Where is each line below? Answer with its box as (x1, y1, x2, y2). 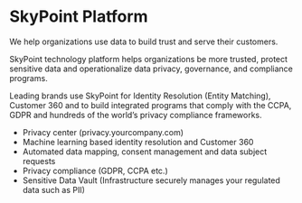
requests (22, 155, 56, 166)
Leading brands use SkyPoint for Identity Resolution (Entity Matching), (9, 90, 271, 101)
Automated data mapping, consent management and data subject (22, 146, 268, 157)
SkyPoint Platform (9, 6, 148, 27)
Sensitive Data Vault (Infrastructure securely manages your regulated (22, 174, 280, 186)
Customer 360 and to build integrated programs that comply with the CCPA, (9, 99, 292, 110)
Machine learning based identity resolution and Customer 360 (22, 136, 254, 147)
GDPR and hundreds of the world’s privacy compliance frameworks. (9, 109, 262, 120)
